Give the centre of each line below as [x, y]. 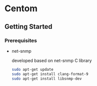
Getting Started [29, 27]
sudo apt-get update [32, 69]
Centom [21, 9]
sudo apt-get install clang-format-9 [50, 74]
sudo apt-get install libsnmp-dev [47, 79]
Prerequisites [21, 41]
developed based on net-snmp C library [52, 60]
